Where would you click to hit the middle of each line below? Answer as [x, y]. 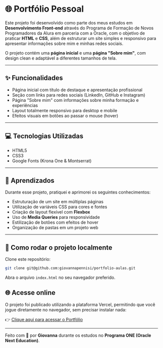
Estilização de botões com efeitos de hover [55, 222]
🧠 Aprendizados [30, 181]
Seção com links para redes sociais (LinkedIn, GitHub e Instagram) [79, 95]
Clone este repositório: [28, 259]
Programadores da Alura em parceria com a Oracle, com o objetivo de [75, 33]
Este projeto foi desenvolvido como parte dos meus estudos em [69, 22]
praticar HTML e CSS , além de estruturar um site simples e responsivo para [81, 38]
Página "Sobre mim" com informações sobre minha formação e [75, 100]
